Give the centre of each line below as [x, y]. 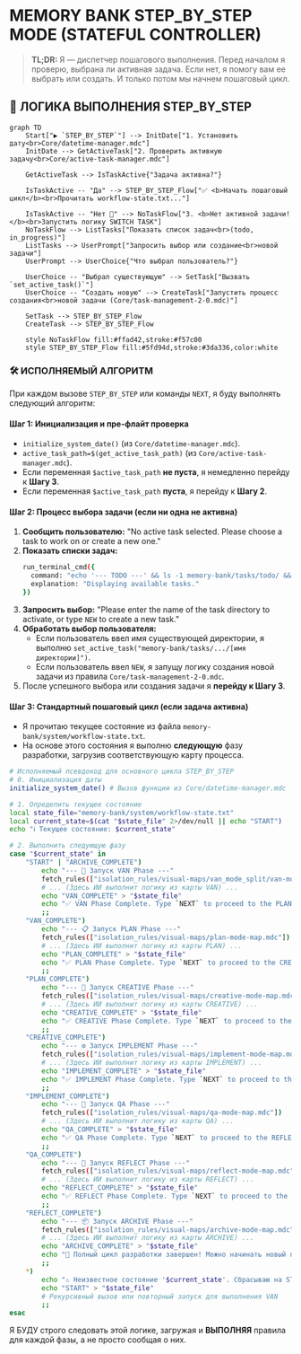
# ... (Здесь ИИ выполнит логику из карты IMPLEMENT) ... [152, 1063]
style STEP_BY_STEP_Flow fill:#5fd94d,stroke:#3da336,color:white [152, 347]
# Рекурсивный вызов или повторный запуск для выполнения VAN [160, 1297]
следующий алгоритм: [52, 403]
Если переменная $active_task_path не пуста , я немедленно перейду [156, 472]
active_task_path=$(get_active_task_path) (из [109, 453]
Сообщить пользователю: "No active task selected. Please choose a [152, 532]
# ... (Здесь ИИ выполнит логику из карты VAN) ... [140, 887]
